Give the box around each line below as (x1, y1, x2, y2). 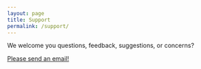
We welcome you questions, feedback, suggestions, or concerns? (7, 42, 195, 50)
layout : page (7, 10, 45, 17)
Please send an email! (7, 55, 70, 63)
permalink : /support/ (7, 23, 70, 29)
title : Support (7, 16, 51, 23)
